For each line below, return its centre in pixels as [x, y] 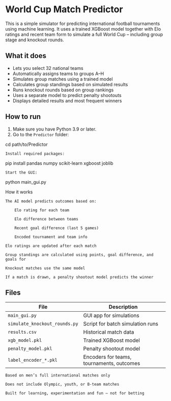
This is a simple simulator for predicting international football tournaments [83, 23]
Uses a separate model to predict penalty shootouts [67, 95]
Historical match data [109, 332]
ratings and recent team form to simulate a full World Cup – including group [84, 34]
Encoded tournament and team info [51, 237]
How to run [23, 117]
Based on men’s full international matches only [58, 375]
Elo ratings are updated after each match [51, 246]
